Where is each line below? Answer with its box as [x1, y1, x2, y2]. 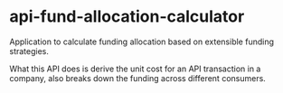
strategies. [9, 45, 50, 56]
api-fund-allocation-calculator [9, 6, 245, 27]
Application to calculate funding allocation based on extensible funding [9, 36, 274, 47]
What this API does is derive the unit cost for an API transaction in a [9, 63, 261, 74]
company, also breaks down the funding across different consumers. [9, 72, 267, 83]
